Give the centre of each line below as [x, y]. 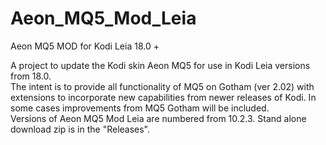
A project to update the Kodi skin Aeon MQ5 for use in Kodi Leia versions [160, 65]
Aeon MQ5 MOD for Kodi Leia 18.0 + [85, 46]
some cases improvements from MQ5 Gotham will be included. [140, 108]
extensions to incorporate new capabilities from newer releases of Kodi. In [163, 97]
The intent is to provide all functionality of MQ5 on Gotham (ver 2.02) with [162, 86]
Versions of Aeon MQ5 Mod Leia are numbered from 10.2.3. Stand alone [158, 118]
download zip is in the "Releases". [80, 129]
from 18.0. [31, 76]
